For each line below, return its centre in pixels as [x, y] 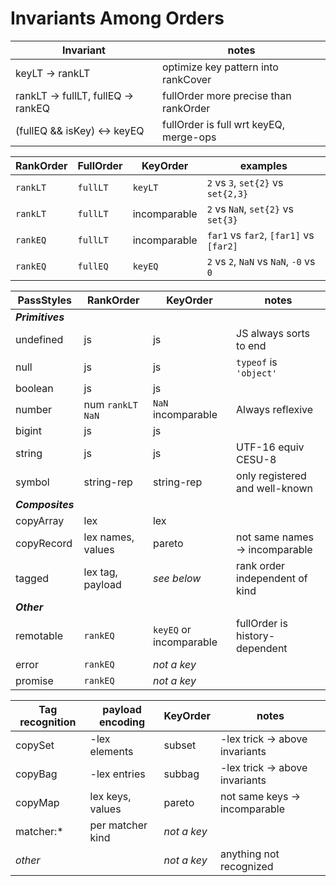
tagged [32, 578]
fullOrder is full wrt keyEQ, [223, 124]
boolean [34, 388]
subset [180, 745]
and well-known [274, 488]
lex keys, [110, 796]
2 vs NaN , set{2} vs [250, 209]
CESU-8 [256, 459]
